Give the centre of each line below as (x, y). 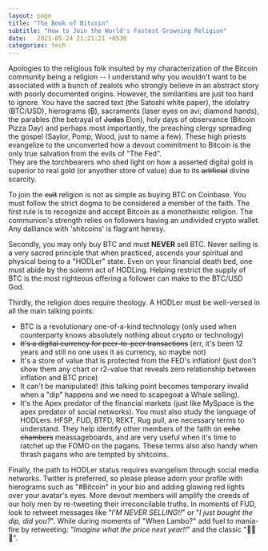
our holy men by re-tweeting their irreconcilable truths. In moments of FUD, (132, 504)
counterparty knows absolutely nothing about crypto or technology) (132, 335)
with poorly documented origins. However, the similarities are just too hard (131, 94)
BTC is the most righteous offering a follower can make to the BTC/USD (126, 278)
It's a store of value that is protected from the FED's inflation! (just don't (138, 361)
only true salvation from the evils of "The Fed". (85, 154)
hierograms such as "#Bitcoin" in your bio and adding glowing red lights (127, 487)
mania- (247, 521)
